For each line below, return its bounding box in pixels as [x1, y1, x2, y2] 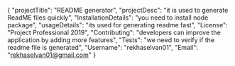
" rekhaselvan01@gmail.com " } [7, 51, 97, 59]
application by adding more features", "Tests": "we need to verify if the [7, 36, 215, 44]
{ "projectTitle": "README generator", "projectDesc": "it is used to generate [7, 6, 229, 14]
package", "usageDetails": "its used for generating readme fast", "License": [7, 21, 229, 29]
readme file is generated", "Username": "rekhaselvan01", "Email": [7, 44, 199, 51]
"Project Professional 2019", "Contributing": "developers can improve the [7, 28, 222, 37]
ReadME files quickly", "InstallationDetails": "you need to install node [7, 13, 209, 22]
